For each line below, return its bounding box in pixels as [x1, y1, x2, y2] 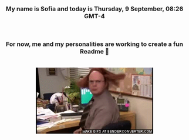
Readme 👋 [80, 48, 109, 56]
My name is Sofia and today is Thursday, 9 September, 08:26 [5, 5, 184, 13]
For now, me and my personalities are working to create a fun [5, 40, 184, 48]
